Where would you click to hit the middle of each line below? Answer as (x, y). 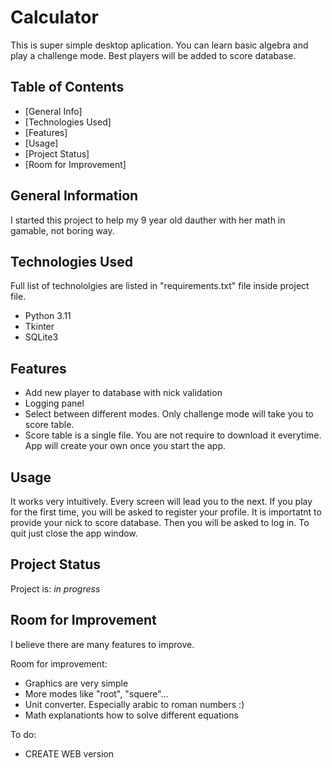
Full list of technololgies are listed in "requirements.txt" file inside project (160, 286)
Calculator (54, 17)
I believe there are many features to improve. (102, 644)
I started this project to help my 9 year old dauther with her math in (148, 220)
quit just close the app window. (74, 533)
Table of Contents (67, 87)
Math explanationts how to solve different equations (131, 715)
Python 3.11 (48, 316)
